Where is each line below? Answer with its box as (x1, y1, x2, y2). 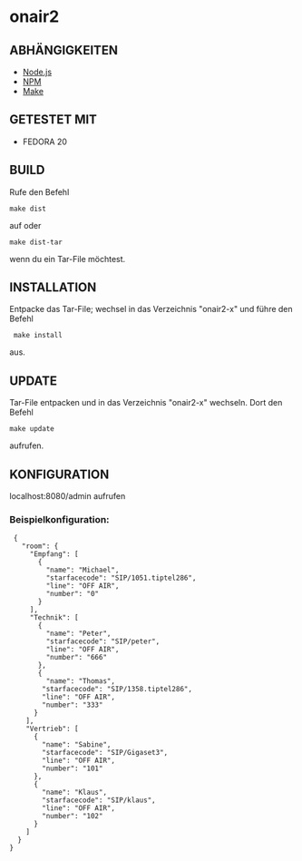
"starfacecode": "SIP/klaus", (42, 796, 156, 805)
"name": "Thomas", (45, 677, 116, 686)
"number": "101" (42, 764, 103, 773)
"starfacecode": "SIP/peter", (45, 637, 161, 646)
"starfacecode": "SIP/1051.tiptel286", (45, 573, 197, 582)
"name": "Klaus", (42, 788, 107, 797)
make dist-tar (9, 238, 63, 247)
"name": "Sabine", (42, 740, 112, 749)
